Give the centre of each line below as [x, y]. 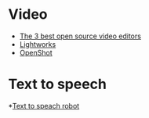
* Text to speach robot [44, 105]
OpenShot [36, 52]
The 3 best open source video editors [80, 36]
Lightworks [38, 44]
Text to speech [58, 84]
